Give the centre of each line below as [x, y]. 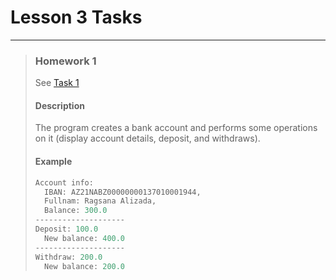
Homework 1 [65, 61]
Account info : [64, 182]
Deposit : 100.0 [66, 229]
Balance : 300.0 [76, 211]
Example [53, 162]
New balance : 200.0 [85, 266]
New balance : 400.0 [85, 238]
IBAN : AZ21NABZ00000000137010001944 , [123, 192]
